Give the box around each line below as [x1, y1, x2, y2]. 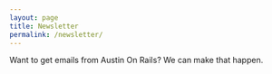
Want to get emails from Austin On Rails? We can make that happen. [9, 55, 264, 66]
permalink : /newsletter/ [9, 30, 103, 39]
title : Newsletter [9, 22, 79, 31]
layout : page [9, 13, 59, 23]
